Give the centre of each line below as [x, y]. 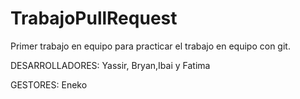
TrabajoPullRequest [94, 18]
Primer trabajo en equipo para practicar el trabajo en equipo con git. [150, 46]
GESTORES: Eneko [49, 84]
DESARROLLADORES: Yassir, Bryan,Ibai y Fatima [110, 65]
